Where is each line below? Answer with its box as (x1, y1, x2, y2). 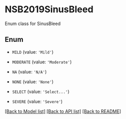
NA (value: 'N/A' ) (12, 68, 47, 75)
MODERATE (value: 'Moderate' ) (12, 59, 72, 65)
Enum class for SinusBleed (5, 20, 61, 27)
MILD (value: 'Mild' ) (12, 49, 54, 55)
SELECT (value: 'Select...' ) (12, 88, 70, 94)
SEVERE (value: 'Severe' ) (12, 98, 63, 104)
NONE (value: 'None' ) (12, 78, 54, 85)
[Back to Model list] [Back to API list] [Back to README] (5, 108, 121, 114)
